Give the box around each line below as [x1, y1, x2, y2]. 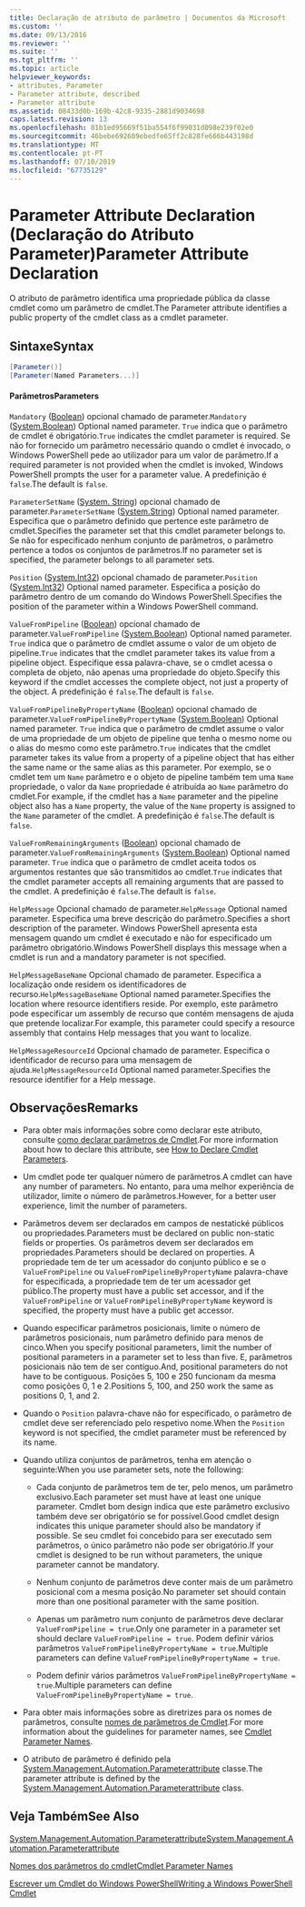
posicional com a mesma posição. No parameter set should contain [35, 1586, 286, 1597]
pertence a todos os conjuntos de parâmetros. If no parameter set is [9, 545, 263, 556]
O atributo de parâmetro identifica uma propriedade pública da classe [9, 293, 271, 304]
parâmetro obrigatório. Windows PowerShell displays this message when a [9, 943, 288, 953]
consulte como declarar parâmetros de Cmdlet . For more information [22, 1134, 279, 1145]
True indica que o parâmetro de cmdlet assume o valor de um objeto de [9, 638, 277, 649]
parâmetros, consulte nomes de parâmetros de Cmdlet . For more [22, 1716, 264, 1727]
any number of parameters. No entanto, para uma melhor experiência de [22, 1180, 295, 1192]
